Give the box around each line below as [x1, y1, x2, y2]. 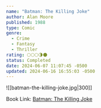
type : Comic [6, 25, 35, 31]
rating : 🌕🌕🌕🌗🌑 [6, 52, 48, 58]
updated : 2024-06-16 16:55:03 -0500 [6, 68, 95, 74]
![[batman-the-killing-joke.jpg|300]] [6, 84, 92, 91]
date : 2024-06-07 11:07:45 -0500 [6, 62, 88, 69]
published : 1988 [6, 19, 46, 25]
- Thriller [11, 47, 38, 53]
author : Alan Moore [6, 14, 54, 20]
